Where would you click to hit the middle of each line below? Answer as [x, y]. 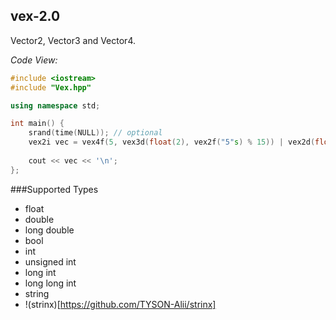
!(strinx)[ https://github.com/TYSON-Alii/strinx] [120, 304]
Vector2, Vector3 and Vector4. [73, 40]
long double [49, 230]
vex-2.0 [35, 16]
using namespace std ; [55, 105]
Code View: [34, 60]
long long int [50, 283]
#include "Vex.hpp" [51, 87]
